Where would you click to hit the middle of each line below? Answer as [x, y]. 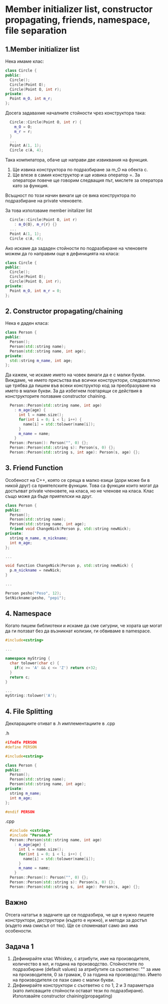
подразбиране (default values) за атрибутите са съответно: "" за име [87, 969]
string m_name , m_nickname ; [39, 538]
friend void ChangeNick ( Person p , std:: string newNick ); [70, 529]
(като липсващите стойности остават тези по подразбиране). [78, 991]
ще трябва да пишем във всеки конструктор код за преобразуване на [81, 386]
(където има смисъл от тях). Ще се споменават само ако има [71, 925]
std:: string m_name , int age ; [41, 361]
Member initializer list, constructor [79, 9]
